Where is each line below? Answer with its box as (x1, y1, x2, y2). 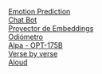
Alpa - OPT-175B (8, 41, 63, 50)
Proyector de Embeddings (8, 24, 94, 33)
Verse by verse (8, 49, 58, 58)
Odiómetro (8, 32, 44, 41)
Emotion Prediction (8, 7, 71, 16)
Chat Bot (8, 15, 37, 25)
